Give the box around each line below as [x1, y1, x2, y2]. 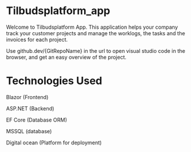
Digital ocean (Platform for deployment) [6, 139, 102, 146]
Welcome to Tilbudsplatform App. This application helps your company [6, 23, 178, 31]
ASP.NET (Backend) [6, 104, 55, 112]
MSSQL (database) [6, 127, 52, 134]
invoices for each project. [6, 36, 68, 43]
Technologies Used [6, 75, 103, 87]
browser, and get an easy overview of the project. [6, 53, 127, 60]
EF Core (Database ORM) [6, 116, 68, 123]
